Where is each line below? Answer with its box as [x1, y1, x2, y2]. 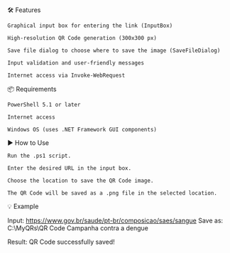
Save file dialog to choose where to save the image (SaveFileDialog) [7, 47, 221, 54]
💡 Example [7, 202, 39, 210]
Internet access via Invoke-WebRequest [7, 72, 126, 79]
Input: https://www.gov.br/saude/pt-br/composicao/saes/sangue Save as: [7, 216, 224, 225]
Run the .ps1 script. [7, 152, 72, 159]
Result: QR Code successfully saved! [7, 237, 115, 246]
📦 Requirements [7, 85, 57, 93]
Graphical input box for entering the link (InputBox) [7, 22, 173, 29]
